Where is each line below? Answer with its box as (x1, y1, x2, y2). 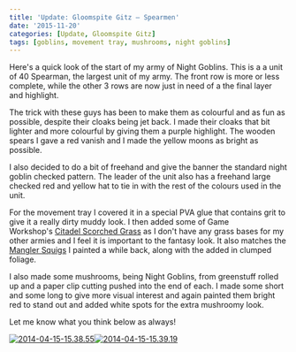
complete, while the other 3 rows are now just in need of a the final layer (9, 80, 272, 91)
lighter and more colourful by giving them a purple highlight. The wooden (9, 126, 276, 137)
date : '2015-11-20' (9, 21, 81, 30)
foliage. (9, 254, 37, 265)
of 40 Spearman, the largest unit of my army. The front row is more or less (9, 72, 280, 82)
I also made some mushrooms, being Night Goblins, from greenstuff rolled (9, 272, 279, 282)
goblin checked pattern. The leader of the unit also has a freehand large (9, 172, 271, 182)
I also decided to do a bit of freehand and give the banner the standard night (9, 162, 287, 172)
